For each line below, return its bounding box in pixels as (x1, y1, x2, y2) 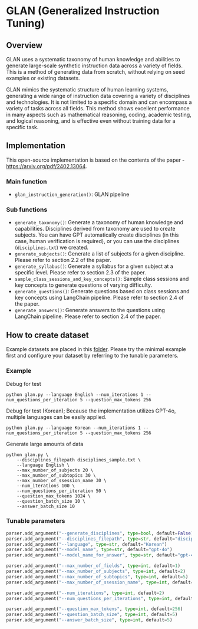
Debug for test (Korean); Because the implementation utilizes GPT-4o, (6, 407, 176, 414)
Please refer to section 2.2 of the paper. (14, 257, 112, 264)
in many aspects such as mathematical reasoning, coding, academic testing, (6, 111, 192, 118)
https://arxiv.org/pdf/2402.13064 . (6, 162, 87, 169)
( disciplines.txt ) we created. (14, 244, 89, 251)
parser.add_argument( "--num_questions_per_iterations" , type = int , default (6, 595, 194, 601)
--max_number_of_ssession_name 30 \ (16, 477, 107, 483)
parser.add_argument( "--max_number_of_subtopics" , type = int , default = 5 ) (6, 574, 189, 579)
